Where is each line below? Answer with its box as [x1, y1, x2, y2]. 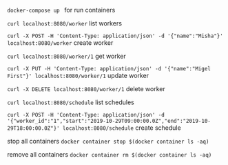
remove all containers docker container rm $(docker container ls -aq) [7, 151, 212, 158]
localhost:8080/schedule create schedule [62, 124, 181, 132]
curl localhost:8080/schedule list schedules [7, 98, 134, 106]
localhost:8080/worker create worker [7, 39, 114, 47]
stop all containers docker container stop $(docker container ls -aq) [7, 137, 209, 145]
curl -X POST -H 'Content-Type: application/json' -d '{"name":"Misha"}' [7, 32, 224, 39]
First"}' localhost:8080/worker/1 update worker [7, 72, 149, 79]
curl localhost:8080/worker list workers [7, 19, 123, 27]
